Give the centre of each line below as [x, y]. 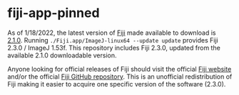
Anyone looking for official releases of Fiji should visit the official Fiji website [119, 69]
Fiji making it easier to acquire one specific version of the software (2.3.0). [117, 84]
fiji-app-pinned [54, 13]
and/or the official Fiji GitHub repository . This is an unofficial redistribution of [120, 77]
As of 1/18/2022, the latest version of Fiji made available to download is [112, 33]
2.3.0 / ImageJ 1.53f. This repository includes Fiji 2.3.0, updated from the [114, 47]
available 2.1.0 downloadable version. [62, 55]
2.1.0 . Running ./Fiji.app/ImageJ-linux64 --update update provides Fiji [113, 40]
